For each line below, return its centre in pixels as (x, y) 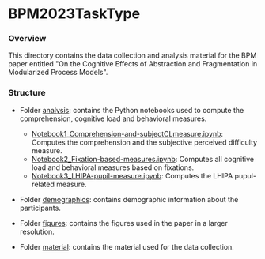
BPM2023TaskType (74, 14)
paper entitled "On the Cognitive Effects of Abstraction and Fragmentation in (133, 64)
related (43, 184)
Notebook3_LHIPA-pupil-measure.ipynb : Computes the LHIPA (132, 175)
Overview (27, 39)
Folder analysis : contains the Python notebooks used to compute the (132, 110)
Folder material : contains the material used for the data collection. (127, 246)
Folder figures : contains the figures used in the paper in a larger (123, 223)
